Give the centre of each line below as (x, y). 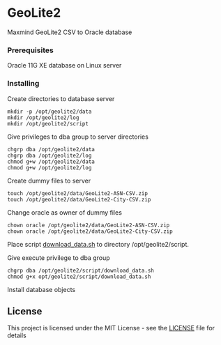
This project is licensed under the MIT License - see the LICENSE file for (111, 328)
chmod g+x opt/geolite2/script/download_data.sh (79, 277)
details (17, 335)
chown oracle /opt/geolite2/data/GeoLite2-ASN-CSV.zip (89, 225)
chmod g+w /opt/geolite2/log (49, 168)
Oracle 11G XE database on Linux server (64, 66)
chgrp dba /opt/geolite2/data (51, 149)
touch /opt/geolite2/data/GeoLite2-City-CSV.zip (79, 199)
